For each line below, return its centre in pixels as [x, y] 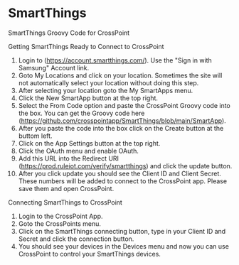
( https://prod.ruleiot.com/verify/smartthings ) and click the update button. [125, 166]
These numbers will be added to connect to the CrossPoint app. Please [122, 181]
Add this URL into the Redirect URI [69, 158]
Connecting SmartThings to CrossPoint [65, 202]
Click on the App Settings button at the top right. [89, 143]
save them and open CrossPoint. [66, 188]
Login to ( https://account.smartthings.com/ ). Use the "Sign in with [115, 60]
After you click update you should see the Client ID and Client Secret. [119, 173]
